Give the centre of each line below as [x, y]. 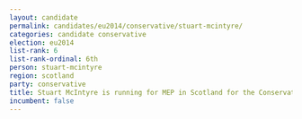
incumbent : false [42, 101]
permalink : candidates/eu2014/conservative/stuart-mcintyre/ [126, 26]
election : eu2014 [42, 42]
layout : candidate [44, 17]
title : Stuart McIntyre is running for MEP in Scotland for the [132, 92]
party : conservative [48, 84]
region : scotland [42, 76]
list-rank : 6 [34, 51]
